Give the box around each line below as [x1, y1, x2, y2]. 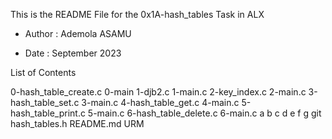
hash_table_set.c [10, 97, 80, 108]
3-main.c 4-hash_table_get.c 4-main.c [81, 97, 240, 108]
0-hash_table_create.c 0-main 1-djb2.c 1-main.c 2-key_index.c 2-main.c [10, 86, 307, 98]
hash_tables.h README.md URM [10, 118, 145, 129]
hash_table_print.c [10, 107, 86, 119]
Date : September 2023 [24, 47, 122, 59]
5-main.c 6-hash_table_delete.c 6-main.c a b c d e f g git [87, 107, 322, 119]
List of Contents [10, 67, 77, 78]
